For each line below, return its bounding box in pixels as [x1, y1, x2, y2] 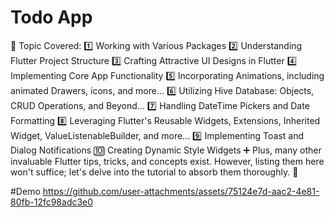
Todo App [10, 6, 93, 29]
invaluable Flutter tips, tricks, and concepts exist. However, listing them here [10, 155, 325, 167]
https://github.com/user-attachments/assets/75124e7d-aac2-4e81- [42, 185, 320, 197]
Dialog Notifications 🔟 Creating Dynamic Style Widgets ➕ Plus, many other [10, 144, 322, 156]
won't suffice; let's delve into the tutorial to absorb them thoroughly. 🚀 [10, 166, 299, 178]
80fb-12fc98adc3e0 [10, 196, 94, 208]
